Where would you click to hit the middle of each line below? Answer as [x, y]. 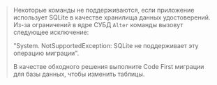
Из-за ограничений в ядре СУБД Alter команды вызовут [98, 25]
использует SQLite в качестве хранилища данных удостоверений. [112, 17]
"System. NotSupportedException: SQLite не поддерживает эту [106, 46]
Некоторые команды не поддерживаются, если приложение [104, 10]
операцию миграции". [46, 53]
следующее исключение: [51, 32]
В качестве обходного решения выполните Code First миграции [108, 67]
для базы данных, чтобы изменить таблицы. [79, 74]
